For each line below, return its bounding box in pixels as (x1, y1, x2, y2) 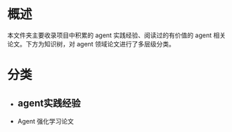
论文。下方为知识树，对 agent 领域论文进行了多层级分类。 (7, 39, 176, 48)
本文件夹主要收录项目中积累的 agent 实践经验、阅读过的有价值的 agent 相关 (7, 31, 226, 39)
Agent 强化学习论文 (17, 117, 74, 125)
